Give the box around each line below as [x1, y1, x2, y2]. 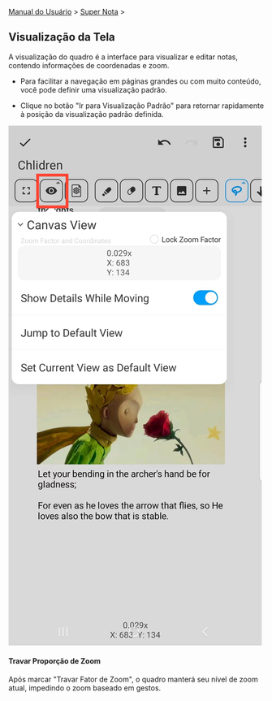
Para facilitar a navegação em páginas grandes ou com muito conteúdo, [19, 76, 261, 86]
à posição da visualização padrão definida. [19, 109, 164, 119]
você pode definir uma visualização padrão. [19, 84, 168, 94]
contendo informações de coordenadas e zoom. [8, 60, 170, 70]
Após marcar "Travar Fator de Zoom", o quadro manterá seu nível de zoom [8, 674, 258, 685]
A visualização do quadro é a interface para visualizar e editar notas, [8, 52, 238, 62]
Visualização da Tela [8, 30, 115, 44]
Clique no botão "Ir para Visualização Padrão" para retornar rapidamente [19, 101, 265, 110]
